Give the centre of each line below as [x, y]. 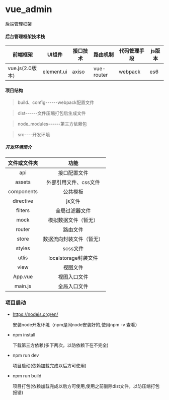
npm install [24, 334]
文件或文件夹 [23, 163]
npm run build [27, 376]
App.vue [23, 277]
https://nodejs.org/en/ [35, 314]
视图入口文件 [73, 277]
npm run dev [26, 355]
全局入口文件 [73, 287]
